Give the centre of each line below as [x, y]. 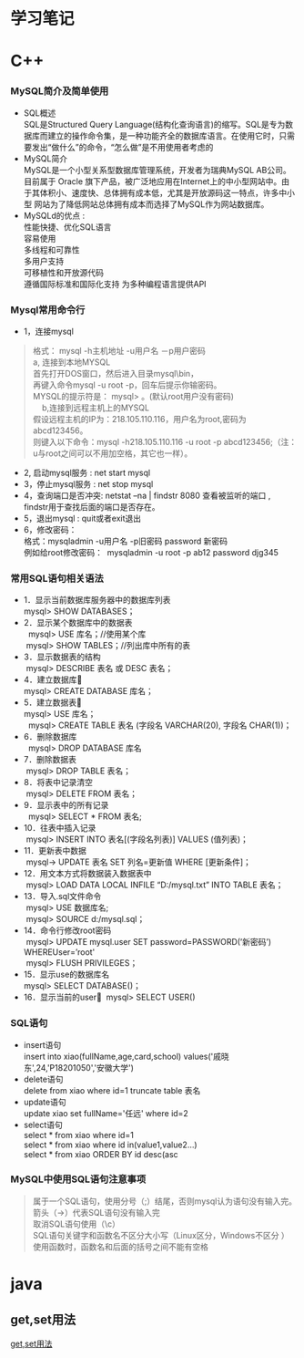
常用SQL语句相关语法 [57, 578]
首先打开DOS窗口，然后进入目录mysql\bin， [116, 373]
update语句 [45, 1102]
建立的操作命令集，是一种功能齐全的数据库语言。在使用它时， [163, 135]
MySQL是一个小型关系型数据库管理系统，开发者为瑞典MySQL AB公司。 [157, 170]
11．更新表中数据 [55, 851]
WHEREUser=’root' [59, 952]
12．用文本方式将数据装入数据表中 [88, 874]
